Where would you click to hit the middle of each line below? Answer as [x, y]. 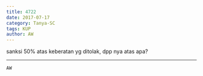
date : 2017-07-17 [28, 17]
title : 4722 [21, 12]
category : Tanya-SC [31, 23]
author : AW [20, 34]
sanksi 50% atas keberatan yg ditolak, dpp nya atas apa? [77, 51]
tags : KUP [19, 29]
